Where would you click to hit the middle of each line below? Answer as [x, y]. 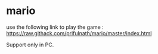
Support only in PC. [30, 45]
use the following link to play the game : [55, 27]
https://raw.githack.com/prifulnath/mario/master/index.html [79, 33]
